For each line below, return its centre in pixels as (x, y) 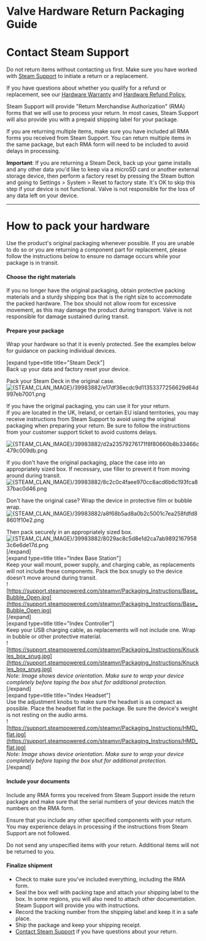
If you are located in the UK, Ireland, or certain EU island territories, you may (103, 412)
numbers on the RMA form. (40, 808)
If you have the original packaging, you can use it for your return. (88, 406)
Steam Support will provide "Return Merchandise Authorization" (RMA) (96, 106)
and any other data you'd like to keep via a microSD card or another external (103, 170)
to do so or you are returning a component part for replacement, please (97, 250)
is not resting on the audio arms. (47, 715)
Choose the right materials (41, 277)
